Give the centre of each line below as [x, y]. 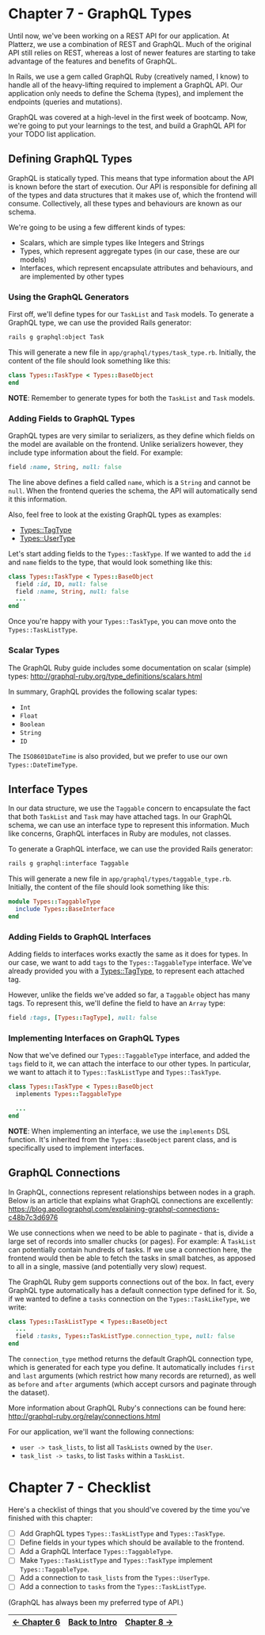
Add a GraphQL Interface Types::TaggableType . [96, 1552]
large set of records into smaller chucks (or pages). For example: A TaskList [132, 1241]
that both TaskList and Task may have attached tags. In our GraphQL [120, 817]
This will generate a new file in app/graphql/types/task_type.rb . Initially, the [132, 352]
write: [17, 1307]
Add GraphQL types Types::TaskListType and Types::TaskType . [122, 1533]
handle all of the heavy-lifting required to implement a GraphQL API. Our [125, 85]
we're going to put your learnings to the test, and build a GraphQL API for [127, 125]
